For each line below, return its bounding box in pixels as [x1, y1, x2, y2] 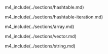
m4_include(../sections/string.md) [5, 43, 76, 49]
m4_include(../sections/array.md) [5, 23, 75, 29]
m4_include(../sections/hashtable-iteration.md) [5, 14, 103, 19]
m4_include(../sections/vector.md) [5, 33, 77, 39]
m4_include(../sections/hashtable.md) [5, 4, 84, 10]
